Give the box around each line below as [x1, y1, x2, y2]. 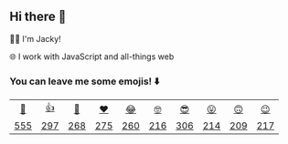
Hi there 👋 [9, 9, 67, 25]
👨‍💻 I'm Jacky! [9, 33, 61, 44]
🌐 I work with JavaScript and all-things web [9, 51, 175, 62]
